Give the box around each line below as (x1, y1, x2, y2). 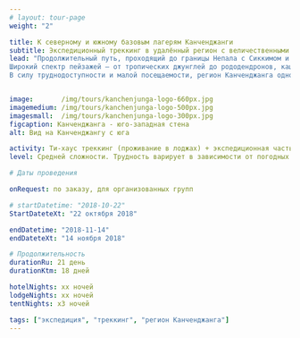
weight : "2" (9, 21, 54, 30)
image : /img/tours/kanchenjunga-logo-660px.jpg (9, 95, 214, 104)
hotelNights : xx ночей (9, 283, 94, 292)
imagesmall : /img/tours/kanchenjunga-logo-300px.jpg (9, 111, 214, 121)
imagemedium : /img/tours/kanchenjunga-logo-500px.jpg (9, 103, 214, 112)
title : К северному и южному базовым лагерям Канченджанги (9, 38, 234, 46)
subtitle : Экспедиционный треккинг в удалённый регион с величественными (9, 46, 290, 55)
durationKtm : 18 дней (9, 266, 90, 275)
